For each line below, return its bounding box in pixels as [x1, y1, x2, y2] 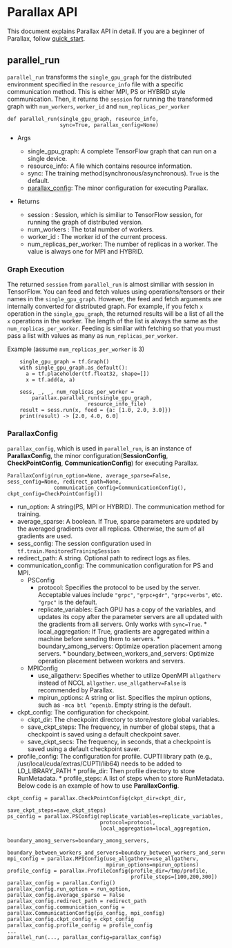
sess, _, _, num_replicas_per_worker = [19, 388, 135, 396]
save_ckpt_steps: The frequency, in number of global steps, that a [27, 723, 215, 731]
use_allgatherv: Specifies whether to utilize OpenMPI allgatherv [37, 672, 221, 680]
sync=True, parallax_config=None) [59, 122, 159, 129]
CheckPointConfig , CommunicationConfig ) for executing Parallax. [7, 459, 199, 467]
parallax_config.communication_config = [7, 904, 126, 911]
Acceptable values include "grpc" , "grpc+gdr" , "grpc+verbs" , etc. [37, 591, 223, 599]
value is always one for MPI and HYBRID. [27, 247, 144, 256]
